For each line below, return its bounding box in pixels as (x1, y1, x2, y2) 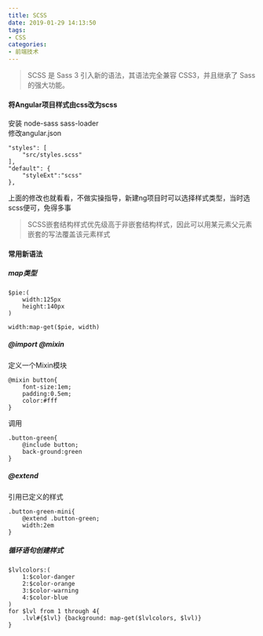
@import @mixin (8, 339, 65, 349)
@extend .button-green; (22, 514, 100, 522)
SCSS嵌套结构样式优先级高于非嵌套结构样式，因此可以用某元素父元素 (27, 220, 253, 229)
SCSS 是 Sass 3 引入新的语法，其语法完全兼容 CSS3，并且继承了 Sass (27, 71, 256, 79)
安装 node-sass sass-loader (8, 119, 100, 128)
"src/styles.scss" (22, 151, 82, 159)
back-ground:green (22, 448, 82, 455)
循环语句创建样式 (8, 546, 64, 555)
